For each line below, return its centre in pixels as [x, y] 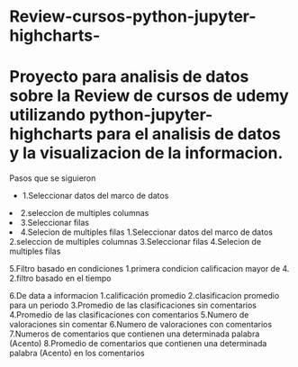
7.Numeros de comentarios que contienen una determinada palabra [135, 334]
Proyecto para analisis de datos [129, 77]
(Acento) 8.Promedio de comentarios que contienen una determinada [138, 344]
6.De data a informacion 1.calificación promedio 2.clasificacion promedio [144, 296]
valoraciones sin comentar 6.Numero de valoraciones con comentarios [141, 325]
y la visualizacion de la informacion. [146, 153]
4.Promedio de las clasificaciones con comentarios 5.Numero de [129, 315]
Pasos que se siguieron [53, 178]
